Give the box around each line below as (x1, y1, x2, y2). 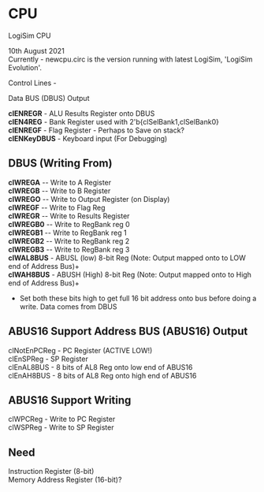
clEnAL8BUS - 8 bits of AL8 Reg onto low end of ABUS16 (8, 362, 193, 371)
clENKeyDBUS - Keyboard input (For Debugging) (8, 133, 168, 143)
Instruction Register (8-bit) (8, 467, 95, 476)
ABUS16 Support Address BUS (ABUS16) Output (8, 325, 248, 338)
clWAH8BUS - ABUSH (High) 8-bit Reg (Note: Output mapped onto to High (8, 270, 252, 279)
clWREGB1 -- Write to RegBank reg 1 (8, 228, 128, 237)
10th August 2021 (8, 46, 65, 55)
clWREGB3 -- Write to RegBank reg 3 (8, 244, 130, 254)
